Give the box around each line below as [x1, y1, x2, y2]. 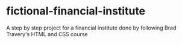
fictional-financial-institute [6, 4, 146, 18]
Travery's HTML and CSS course [6, 30, 89, 37]
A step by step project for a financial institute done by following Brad [6, 24, 177, 31]
